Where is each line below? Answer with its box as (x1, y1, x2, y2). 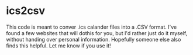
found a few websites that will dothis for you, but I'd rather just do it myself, (6, 29, 188, 36)
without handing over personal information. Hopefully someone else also (6, 36, 181, 43)
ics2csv (6, 4, 46, 18)
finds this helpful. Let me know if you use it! (6, 42, 111, 49)
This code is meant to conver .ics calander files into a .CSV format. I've (6, 23, 177, 30)
